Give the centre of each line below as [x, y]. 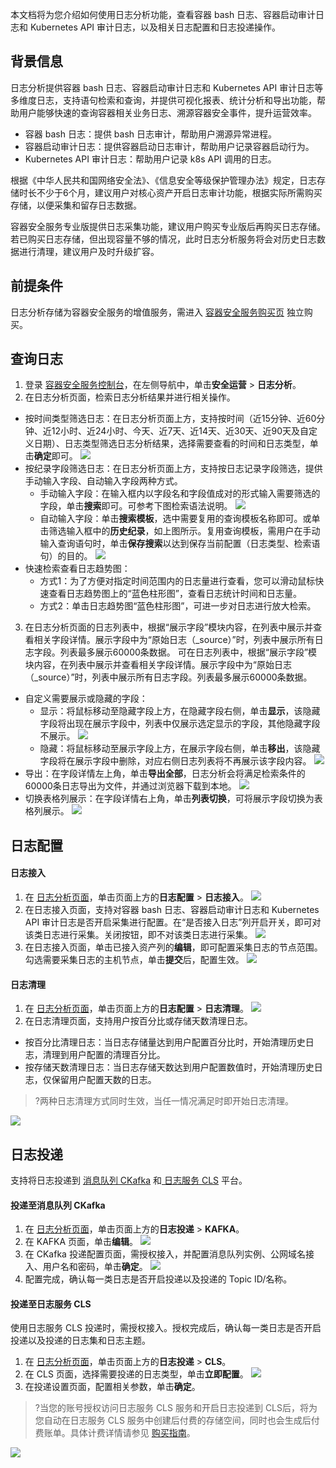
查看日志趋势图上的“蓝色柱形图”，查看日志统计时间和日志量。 [175, 594]
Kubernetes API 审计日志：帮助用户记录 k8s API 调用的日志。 [150, 159]
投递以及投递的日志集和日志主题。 [80, 1340]
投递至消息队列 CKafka [58, 1205]
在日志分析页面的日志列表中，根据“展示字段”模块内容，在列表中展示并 [169, 627]
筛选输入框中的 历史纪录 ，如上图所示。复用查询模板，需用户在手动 [184, 531]
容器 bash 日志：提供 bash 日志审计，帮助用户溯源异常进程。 [151, 134]
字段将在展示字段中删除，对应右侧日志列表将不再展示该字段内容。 [175, 761]
